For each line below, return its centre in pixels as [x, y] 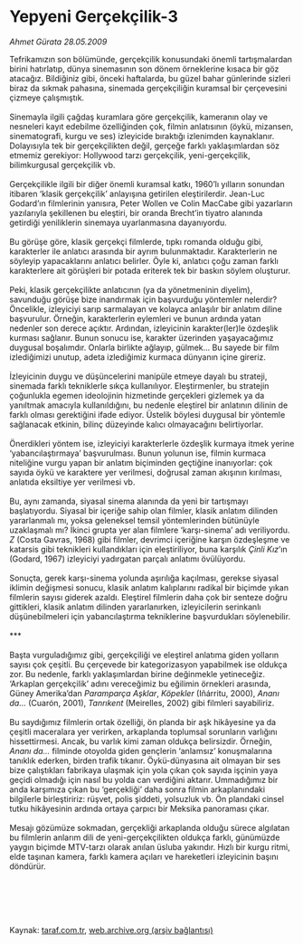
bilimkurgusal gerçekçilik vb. [62, 165]
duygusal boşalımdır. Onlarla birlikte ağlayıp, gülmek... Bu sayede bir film [144, 347]
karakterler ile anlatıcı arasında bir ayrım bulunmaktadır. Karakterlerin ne [143, 251]
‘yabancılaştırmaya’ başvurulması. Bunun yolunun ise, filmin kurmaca [138, 453]
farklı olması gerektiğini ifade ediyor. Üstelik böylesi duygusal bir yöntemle [147, 414]
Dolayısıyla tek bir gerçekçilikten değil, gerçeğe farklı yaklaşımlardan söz [145, 146]
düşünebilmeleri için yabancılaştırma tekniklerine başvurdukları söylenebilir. [150, 616]
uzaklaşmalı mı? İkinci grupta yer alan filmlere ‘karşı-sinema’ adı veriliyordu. [150, 530]
